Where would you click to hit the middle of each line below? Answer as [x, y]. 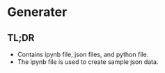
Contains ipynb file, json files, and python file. [83, 54]
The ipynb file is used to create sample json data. [88, 62]
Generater [37, 12]
